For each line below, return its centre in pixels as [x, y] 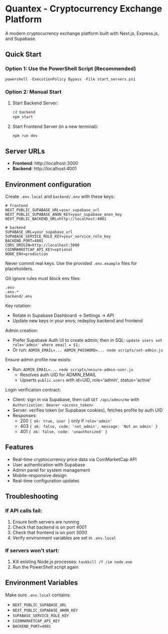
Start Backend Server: [35, 103]
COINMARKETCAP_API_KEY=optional [39, 250]
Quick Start [23, 54]
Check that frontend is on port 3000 [50, 532]
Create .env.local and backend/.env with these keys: [60, 197]
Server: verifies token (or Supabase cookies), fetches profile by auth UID [88, 410]
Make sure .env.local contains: [38, 595]
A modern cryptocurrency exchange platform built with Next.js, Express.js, [82, 33]
